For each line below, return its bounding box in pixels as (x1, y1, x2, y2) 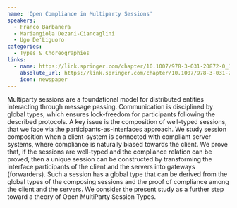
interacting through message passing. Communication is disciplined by (7, 103, 214, 111)
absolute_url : (20, 69, 61, 76)
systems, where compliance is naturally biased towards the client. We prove (7, 140, 228, 149)
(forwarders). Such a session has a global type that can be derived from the (7, 170, 228, 178)
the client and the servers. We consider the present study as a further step (7, 185, 224, 194)
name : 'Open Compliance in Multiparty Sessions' (7, 10, 153, 18)
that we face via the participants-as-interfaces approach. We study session (7, 125, 227, 134)
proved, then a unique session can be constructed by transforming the (7, 155, 213, 164)
